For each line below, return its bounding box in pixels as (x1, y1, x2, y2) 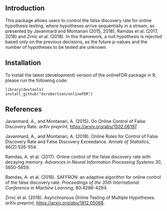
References (5, 105, 42, 114)
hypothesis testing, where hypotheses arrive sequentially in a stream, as (5, 23, 154, 29)
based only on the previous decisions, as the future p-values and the (5, 39, 147, 45)
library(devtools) (5, 87, 44, 92)
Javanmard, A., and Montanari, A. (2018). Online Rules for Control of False (5, 133, 158, 140)
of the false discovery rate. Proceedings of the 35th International (5, 179, 139, 185)
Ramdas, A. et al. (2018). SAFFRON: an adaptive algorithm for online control (5, 174, 161, 180)
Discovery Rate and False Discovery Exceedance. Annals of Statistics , (5, 139, 150, 145)
